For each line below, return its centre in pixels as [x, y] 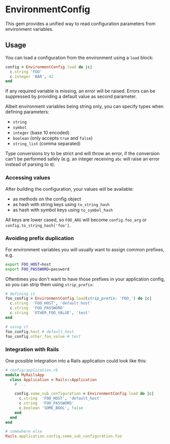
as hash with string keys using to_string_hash [61, 204]
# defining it [20, 294]
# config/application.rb [32, 370]
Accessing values [28, 178]
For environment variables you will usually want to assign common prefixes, [85, 249]
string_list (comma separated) [46, 144]
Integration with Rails [32, 350]
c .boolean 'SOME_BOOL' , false [51, 408]
